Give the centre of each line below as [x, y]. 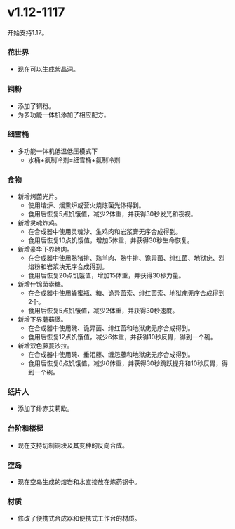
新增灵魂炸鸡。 [39, 223]
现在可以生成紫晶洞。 [48, 69]
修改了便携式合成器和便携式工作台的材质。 [79, 518]
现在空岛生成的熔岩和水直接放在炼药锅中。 [79, 482]
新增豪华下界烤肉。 [45, 249]
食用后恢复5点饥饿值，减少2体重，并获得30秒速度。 [103, 311]
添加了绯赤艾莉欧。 [45, 409]
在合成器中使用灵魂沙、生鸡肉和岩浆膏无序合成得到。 [105, 232]
